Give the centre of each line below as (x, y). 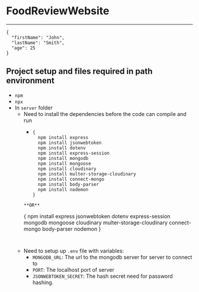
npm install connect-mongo (71, 179)
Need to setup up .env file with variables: (74, 250)
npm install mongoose (64, 164)
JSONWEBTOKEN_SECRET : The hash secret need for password (102, 276)
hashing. (43, 282)
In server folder (34, 108)
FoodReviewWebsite (58, 11)
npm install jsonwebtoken (70, 143)
